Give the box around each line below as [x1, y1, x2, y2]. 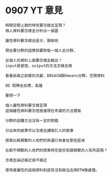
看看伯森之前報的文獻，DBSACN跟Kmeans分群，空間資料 [5, 73, 105, 78]
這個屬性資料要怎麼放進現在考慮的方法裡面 [5, 108, 81, 113]
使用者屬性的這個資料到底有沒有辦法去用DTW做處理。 [5, 167, 99, 172]
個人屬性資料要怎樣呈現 [5, 103, 47, 108]
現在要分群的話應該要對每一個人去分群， [5, 48, 77, 53]
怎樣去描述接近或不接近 [5, 158, 47, 163]
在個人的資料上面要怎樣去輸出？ [5, 58, 63, 63]
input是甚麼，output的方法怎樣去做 [5, 63, 72, 68]
